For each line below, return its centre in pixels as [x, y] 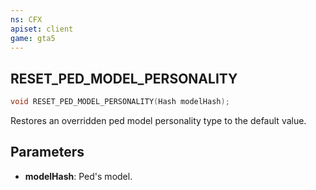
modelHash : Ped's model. [78, 176]
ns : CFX [26, 19]
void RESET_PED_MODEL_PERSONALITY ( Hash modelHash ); [120, 102]
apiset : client [42, 29]
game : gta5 [33, 38]
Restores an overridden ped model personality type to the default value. [158, 121]
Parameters [47, 152]
